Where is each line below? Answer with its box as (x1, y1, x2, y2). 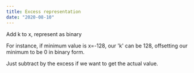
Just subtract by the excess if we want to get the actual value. (6, 60, 159, 67)
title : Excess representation (6, 8, 82, 15)
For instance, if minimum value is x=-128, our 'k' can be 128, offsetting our (6, 42, 188, 49)
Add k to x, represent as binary (6, 30, 82, 37)
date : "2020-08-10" (6, 14, 55, 20)
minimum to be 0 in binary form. (6, 48, 85, 55)
